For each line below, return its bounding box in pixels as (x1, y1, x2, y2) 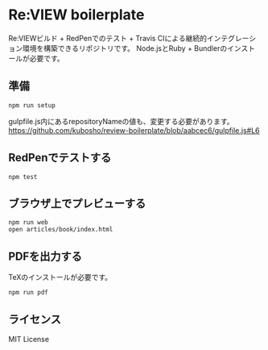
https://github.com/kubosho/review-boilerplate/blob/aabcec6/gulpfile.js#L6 (8, 125, 260, 135)
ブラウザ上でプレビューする (8, 196, 146, 210)
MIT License (8, 335, 50, 344)
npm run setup (8, 101, 56, 110)
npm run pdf (8, 289, 48, 297)
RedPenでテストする (8, 151, 112, 165)
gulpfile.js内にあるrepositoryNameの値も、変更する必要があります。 (8, 116, 234, 126)
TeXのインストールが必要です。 (8, 273, 113, 282)
